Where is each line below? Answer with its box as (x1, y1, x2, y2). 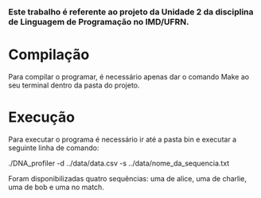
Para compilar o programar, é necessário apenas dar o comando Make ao (8, 72, 249, 81)
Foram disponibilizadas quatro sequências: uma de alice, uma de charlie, (8, 173, 247, 183)
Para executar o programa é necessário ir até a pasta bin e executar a (8, 134, 237, 144)
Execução (8, 108, 76, 126)
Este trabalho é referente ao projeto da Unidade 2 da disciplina (8, 6, 254, 17)
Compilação (8, 46, 90, 64)
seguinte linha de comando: (8, 142, 99, 153)
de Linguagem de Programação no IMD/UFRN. (8, 16, 189, 27)
